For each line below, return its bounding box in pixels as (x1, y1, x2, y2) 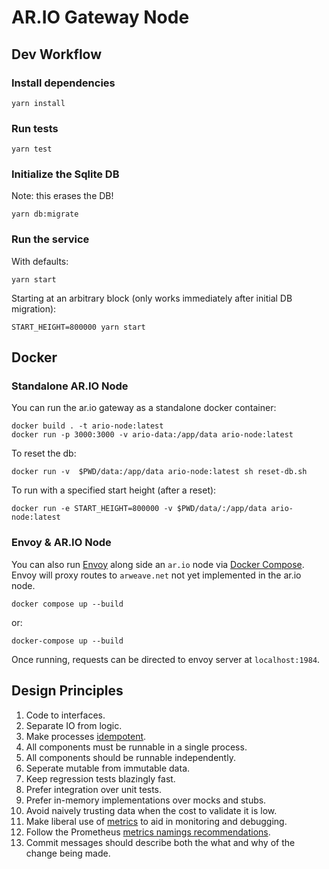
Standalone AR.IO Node (11, 379, 129, 393)
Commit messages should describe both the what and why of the (25, 836, 296, 848)
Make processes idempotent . (25, 730, 147, 742)
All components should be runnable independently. (25, 751, 236, 763)
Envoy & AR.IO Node (11, 536, 112, 550)
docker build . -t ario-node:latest (11, 421, 164, 431)
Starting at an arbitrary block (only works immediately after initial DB (11, 292, 293, 304)
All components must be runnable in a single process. (25, 741, 248, 753)
